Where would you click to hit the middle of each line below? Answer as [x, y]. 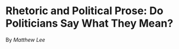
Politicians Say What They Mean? [89, 23]
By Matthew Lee [25, 40]
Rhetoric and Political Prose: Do [84, 11]
